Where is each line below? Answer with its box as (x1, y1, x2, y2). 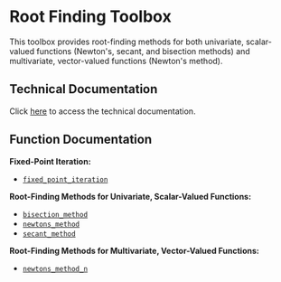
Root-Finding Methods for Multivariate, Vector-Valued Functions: (9, 245, 259, 256)
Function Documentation (9, 132, 152, 147)
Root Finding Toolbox (9, 6, 172, 27)
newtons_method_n (22, 264, 89, 273)
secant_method (22, 229, 76, 239)
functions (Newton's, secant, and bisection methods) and (36, 45, 250, 56)
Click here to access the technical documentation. (9, 106, 196, 117)
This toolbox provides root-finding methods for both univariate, (9, 36, 244, 47)
